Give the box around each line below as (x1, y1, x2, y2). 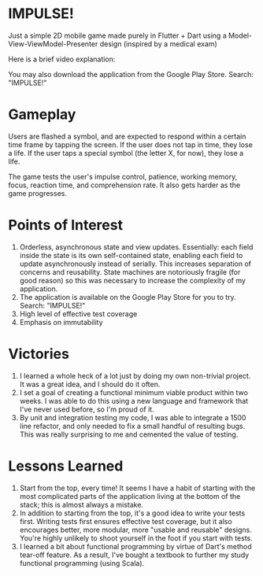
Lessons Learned (8, 457, 124, 474)
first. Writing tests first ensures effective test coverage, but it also (19, 516, 232, 526)
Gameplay (8, 105, 76, 124)
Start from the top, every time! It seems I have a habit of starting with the (19, 483, 256, 493)
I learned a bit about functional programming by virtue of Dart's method (19, 541, 252, 551)
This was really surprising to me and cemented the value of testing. (19, 430, 239, 439)
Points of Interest (8, 216, 124, 234)
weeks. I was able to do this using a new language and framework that (19, 396, 249, 405)
